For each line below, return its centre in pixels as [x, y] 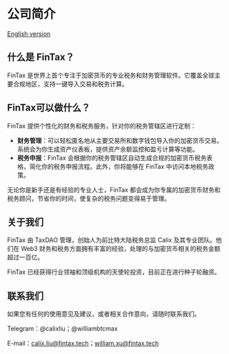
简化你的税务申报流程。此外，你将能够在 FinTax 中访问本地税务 [119, 166]
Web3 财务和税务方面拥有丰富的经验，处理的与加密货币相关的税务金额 [120, 249]
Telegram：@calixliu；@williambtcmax [63, 328]
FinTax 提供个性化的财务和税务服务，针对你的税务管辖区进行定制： [102, 126]
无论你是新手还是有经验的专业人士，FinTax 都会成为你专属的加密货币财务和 [114, 189]
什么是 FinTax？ [41, 57]
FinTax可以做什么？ [49, 108]
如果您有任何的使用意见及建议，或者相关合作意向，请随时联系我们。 [104, 314]
